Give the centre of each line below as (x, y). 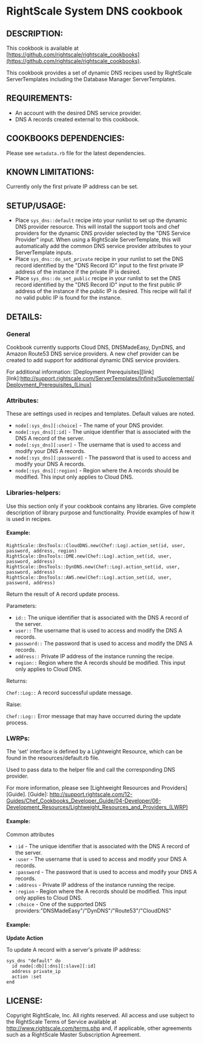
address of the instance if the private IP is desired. (78, 272)
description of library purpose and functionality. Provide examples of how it (101, 512)
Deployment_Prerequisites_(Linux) (49, 385)
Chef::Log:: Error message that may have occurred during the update (94, 716)
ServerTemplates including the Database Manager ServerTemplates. (92, 79)
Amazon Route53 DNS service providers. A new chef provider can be (93, 354)
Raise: (14, 704)
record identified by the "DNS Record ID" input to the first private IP (99, 266)
